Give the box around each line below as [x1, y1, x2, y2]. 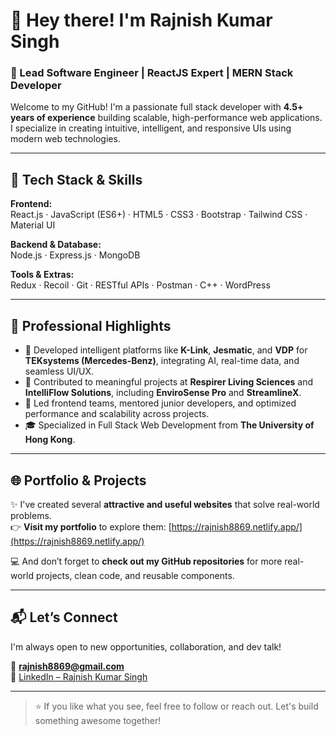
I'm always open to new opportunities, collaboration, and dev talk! [10, 640, 282, 653]
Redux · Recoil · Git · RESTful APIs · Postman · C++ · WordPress [10, 279, 271, 291]
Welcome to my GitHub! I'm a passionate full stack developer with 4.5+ [10, 101, 304, 113]
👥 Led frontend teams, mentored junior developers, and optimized [24, 397, 297, 409]
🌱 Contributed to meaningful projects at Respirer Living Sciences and [24, 376, 314, 388]
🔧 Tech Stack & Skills [10, 171, 143, 188]
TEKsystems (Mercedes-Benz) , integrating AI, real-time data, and [24, 355, 300, 367]
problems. [10, 509, 52, 521]
